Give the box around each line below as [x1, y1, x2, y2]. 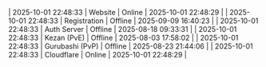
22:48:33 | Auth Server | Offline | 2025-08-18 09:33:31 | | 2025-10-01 [8, 25, 237, 33]
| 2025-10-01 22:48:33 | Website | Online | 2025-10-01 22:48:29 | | [8, 8, 228, 17]
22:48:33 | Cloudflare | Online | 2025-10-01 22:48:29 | [8, 50, 188, 59]
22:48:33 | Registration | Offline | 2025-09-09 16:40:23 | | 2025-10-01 [27, 16, 259, 26]
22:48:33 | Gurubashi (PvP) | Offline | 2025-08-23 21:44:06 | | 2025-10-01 [8, 41, 253, 51]
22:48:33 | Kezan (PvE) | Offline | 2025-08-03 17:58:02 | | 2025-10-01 [8, 33, 239, 42]
